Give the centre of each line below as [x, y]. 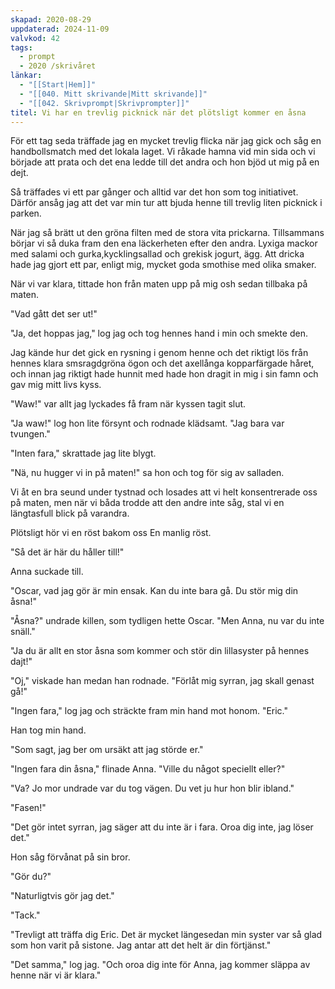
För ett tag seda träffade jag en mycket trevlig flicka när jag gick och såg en [166, 141]
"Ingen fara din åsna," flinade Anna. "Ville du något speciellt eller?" [148, 769]
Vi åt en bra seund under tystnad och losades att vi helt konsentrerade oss [164, 492]
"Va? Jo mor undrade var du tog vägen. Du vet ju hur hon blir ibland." [152, 788]
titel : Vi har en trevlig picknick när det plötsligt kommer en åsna [158, 112]
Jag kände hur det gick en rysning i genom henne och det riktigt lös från [159, 353]
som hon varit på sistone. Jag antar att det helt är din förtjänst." [141, 945]
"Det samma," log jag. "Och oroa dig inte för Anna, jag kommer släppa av [160, 965]
